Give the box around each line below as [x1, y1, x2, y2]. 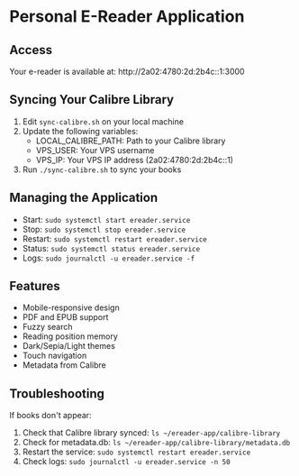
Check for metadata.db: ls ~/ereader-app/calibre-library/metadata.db [22, 437, 291, 448]
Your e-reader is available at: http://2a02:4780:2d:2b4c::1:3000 [9, 66, 245, 77]
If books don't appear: [9, 410, 92, 421]
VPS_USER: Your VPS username [35, 144, 155, 155]
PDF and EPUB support [22, 312, 109, 323]
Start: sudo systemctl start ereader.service [22, 214, 191, 224]
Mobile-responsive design [22, 302, 120, 313]
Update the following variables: [22, 125, 139, 136]
